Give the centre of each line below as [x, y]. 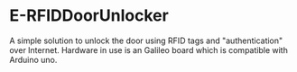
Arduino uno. [33, 59]
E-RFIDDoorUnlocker [89, 16]
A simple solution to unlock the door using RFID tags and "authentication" [146, 40]
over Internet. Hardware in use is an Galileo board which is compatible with [149, 49]
